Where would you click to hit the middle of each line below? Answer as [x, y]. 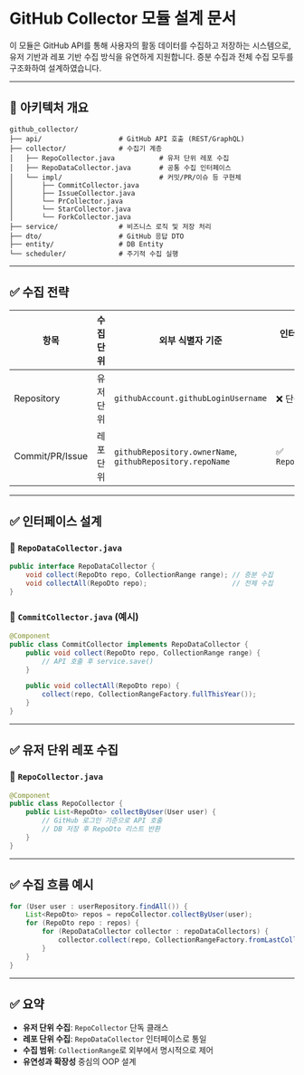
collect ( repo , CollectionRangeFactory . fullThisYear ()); [149, 695]
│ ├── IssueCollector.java [72, 193]
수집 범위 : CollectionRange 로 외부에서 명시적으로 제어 [118, 1051]
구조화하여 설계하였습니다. [56, 68]
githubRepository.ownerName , [176, 451]
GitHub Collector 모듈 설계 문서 [123, 19]
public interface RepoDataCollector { [82, 567]
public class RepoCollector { [66, 804]
